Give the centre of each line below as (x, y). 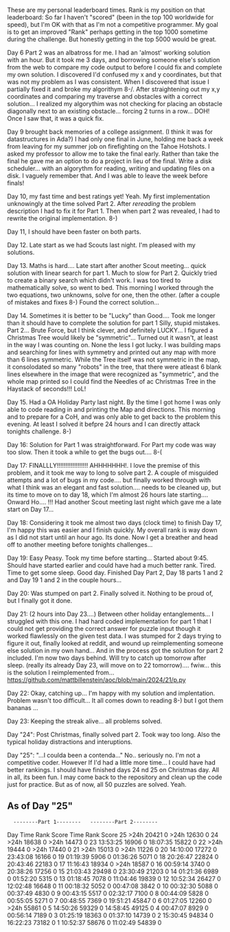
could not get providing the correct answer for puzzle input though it (104, 629)
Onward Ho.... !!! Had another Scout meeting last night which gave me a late (114, 502)
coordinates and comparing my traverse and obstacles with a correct (105, 96)
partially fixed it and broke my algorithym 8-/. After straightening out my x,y (114, 89)
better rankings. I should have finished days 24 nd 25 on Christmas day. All (113, 770)
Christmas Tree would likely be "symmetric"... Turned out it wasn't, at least (113, 338)
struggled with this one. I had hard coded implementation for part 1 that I (109, 621)
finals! (16, 183)
